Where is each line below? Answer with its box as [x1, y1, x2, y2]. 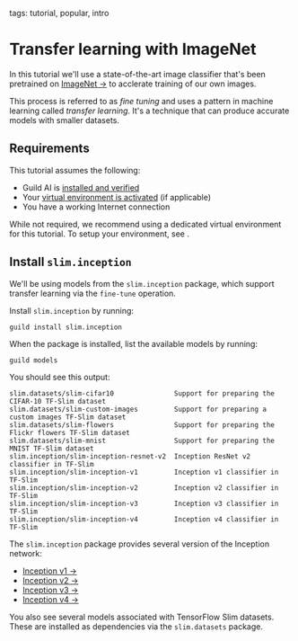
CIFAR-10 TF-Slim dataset [9, 396, 106, 405]
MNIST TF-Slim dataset [9, 444, 94, 453]
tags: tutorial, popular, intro [9, 8, 110, 18]
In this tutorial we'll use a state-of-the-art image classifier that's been [9, 68, 267, 79]
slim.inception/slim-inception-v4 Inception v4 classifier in [9, 514, 279, 524]
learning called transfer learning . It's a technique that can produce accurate [9, 105, 290, 116]
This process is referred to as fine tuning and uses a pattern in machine [9, 95, 274, 106]
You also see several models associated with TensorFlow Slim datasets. [9, 611, 275, 622]
